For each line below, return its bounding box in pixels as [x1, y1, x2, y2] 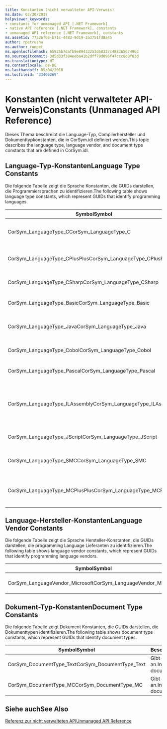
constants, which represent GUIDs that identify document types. [5, 634, 137, 641]
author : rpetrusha [5, 40, 43, 45]
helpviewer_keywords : [5, 16, 50, 21]
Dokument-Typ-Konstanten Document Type [5, 603, 143, 611]
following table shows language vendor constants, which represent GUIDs [5, 548, 157, 554]
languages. [5, 198, 28, 204]
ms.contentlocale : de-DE [5, 63, 57, 68]
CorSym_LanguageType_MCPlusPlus [7, 487, 94, 494]
